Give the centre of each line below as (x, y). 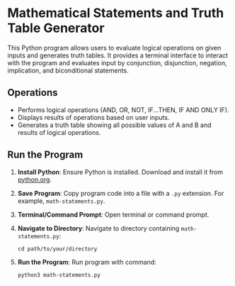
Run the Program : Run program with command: (87, 262)
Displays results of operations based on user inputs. (93, 117)
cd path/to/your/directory (57, 249)
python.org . (34, 180)
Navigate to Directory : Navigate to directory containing (98, 228)
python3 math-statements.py (59, 275)
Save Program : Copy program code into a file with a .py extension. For (121, 193)
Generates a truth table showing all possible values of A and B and (114, 125)
